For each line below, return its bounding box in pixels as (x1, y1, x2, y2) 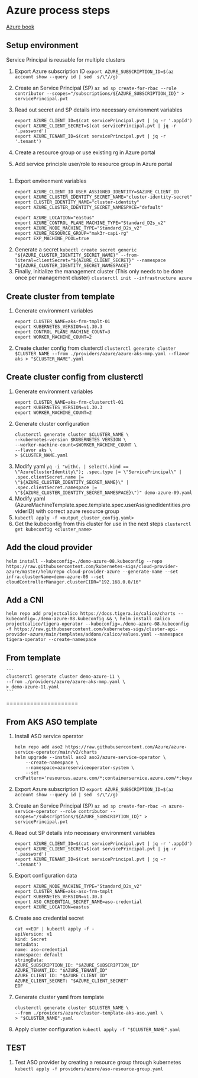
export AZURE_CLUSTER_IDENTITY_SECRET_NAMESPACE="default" (14, 205, 164, 211)
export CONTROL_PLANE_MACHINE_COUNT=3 (14, 328, 111, 335)
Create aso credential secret (14, 914, 85, 922)
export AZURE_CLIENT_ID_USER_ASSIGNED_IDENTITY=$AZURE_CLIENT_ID (14, 189, 179, 195)
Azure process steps (6, 4, 111, 17)
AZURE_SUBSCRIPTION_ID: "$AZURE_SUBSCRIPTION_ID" (14, 962, 140, 968)
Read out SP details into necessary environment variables (14, 830, 155, 837)
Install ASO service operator (14, 733, 84, 740)
